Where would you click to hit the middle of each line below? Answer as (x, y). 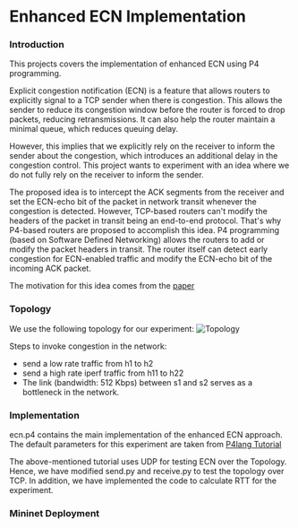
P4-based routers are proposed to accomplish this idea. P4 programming (145, 230)
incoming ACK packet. (50, 268)
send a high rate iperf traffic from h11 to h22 (103, 373)
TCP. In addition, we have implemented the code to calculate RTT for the (143, 480)
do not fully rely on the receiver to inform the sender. (106, 175)
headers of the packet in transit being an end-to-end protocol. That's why (145, 221)
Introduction (37, 45)
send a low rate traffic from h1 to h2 (88, 363)
